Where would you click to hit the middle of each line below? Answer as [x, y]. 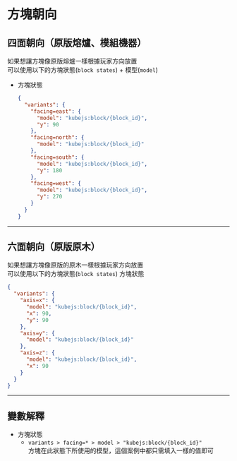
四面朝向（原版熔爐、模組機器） [77, 43]
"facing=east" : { [56, 111]
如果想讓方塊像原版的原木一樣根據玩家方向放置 [75, 265]
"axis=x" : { [37, 301]
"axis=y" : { [37, 333]
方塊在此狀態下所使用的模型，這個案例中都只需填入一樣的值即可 [121, 451]
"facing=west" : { [56, 184]
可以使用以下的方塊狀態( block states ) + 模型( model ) [83, 70]
